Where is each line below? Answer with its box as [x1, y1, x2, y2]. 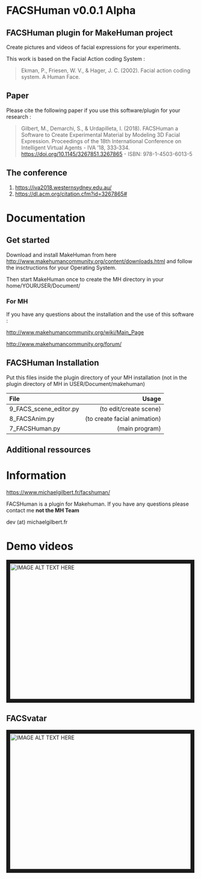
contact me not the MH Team [6, 507, 79, 514]
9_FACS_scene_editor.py [9, 405, 79, 413]
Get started [6, 235, 50, 246]
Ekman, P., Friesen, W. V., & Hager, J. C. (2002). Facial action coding [20, 67, 191, 74]
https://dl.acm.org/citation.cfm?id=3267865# [14, 190, 128, 197]
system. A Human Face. [20, 73, 80, 80]
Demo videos [6, 539, 73, 553]
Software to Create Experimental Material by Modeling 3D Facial [20, 131, 181, 138]
